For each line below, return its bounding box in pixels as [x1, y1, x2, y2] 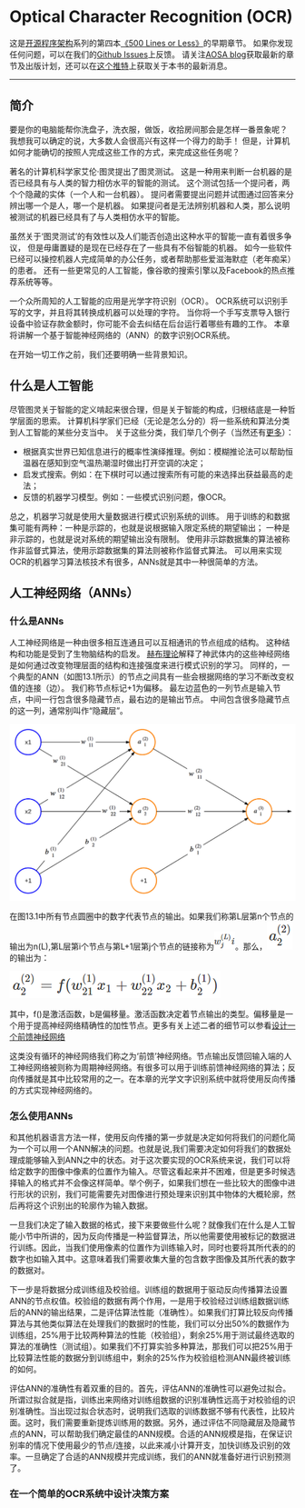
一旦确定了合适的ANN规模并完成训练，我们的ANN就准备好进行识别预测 [25, 1452, 291, 1463]
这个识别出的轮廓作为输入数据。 [33, 1200, 152, 1211]
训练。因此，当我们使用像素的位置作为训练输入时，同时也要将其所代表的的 [16, 1243, 296, 1253]
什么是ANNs [9, 614, 64, 627]
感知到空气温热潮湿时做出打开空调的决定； [46, 457, 206, 468]
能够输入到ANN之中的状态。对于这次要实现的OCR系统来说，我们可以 [25, 1154, 283, 1165]
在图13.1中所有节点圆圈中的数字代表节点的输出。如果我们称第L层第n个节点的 [9, 911, 294, 922]
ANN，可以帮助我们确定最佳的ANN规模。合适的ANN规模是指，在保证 [25, 1429, 285, 1440]
